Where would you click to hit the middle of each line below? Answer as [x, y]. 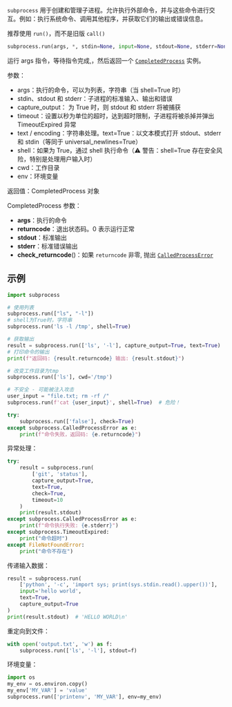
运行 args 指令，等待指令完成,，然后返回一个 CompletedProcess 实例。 [106, 60]
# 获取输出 [21, 339]
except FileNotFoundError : [46, 545]
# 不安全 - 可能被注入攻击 [41, 390]
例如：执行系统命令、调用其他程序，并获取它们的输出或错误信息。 [113, 19]
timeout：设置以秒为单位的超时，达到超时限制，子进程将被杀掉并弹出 [116, 115]
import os [21, 678]
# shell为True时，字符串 [40, 320]
